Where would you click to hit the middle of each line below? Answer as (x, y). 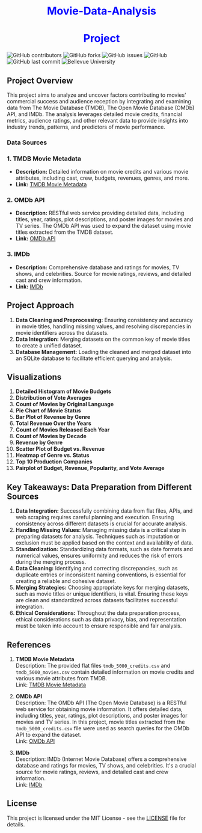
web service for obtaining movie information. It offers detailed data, (99, 709)
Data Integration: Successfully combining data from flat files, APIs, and (104, 511)
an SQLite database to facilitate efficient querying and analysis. (94, 358)
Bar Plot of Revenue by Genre (53, 417)
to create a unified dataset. (49, 345)
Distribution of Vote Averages (54, 398)
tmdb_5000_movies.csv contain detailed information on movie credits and (105, 672)
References (29, 645)
